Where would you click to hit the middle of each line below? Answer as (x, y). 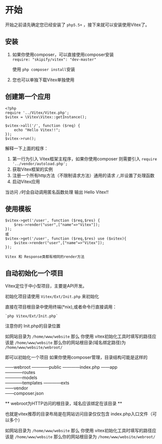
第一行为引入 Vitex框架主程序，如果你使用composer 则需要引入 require (85, 159)
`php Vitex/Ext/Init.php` (32, 316)
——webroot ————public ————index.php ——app (61, 367)
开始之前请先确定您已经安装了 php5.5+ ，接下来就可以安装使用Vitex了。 (77, 25)
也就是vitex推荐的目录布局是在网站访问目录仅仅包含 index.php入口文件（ (79, 414)
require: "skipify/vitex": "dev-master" (54, 60)
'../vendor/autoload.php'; (40, 164)
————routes (20, 373)
